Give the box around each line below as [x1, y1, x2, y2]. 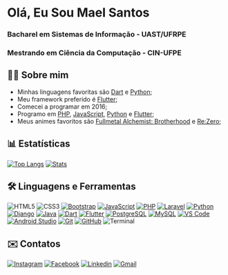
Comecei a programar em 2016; [17, 102, 108, 111]
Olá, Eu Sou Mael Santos [7, 5, 150, 21]
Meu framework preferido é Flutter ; [17, 95, 118, 103]
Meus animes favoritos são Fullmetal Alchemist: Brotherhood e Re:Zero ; [17, 117, 222, 125]
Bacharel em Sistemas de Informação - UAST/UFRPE [7, 30, 187, 39]
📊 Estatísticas [7, 138, 70, 150]
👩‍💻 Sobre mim [7, 69, 69, 81]
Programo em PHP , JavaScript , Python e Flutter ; [17, 109, 155, 118]
